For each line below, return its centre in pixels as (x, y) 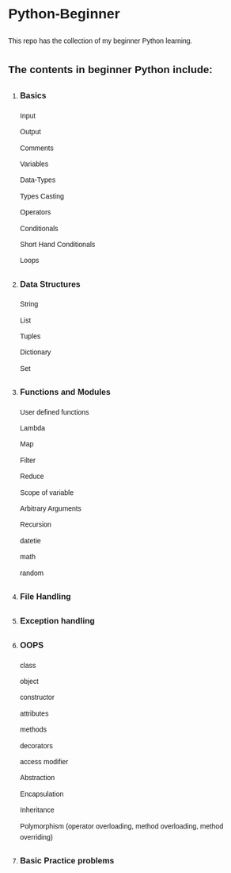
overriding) (36, 837)
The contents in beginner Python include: (111, 69)
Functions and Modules (65, 392)
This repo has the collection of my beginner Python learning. (100, 41)
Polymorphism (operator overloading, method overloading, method (121, 826)
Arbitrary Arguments (50, 509)
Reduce (32, 477)
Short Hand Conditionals (57, 244)
